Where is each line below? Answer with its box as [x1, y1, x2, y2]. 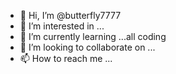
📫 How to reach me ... [19, 53, 113, 64]
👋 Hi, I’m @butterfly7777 [19, 10, 122, 21]
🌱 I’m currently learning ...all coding [19, 31, 167, 42]
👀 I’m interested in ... [19, 20, 105, 32]
